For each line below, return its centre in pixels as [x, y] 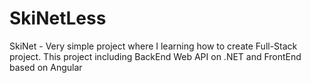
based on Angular [46, 67]
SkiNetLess [58, 18]
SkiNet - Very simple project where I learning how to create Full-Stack [153, 46]
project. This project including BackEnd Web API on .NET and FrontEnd [155, 56]
